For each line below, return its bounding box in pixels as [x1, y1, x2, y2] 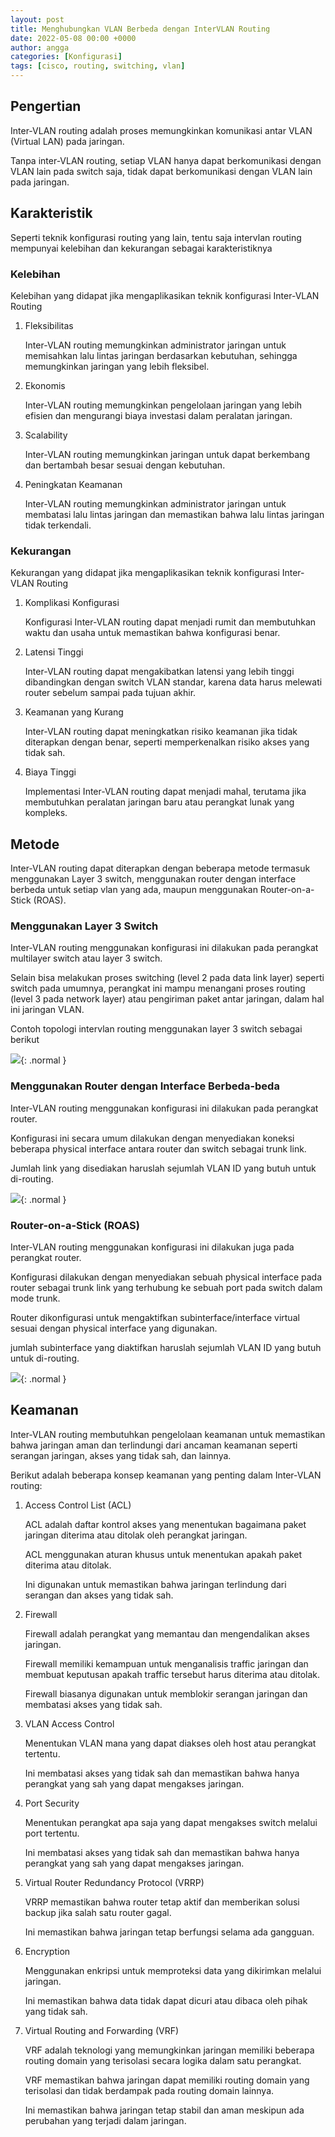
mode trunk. [10, 1292, 61, 1304]
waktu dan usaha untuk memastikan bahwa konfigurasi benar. [24, 627, 281, 639]
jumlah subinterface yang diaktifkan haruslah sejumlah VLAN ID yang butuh [10, 1341, 322, 1353]
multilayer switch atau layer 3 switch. [10, 952, 163, 965]
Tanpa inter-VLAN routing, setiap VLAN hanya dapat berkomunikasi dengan [10, 154, 322, 166]
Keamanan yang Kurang [24, 706, 124, 718]
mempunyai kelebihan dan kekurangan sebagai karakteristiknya [10, 242, 273, 254]
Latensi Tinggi [24, 646, 84, 658]
